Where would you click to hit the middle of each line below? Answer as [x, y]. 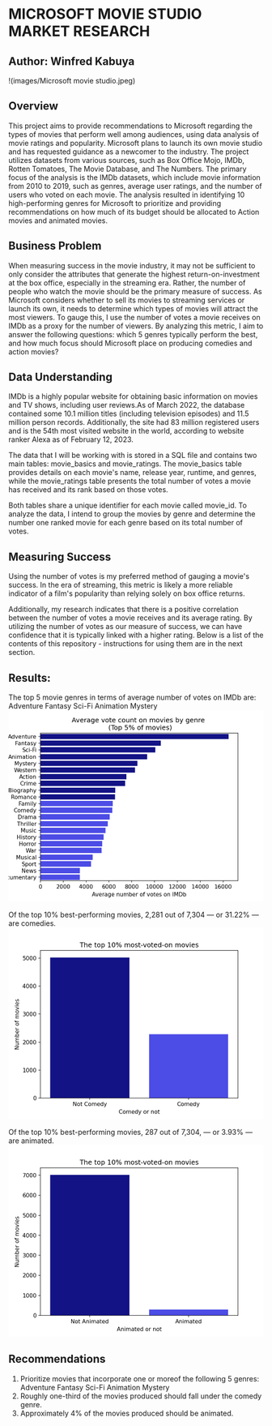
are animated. [31, 1141]
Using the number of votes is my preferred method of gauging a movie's [129, 576]
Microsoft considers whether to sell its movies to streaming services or [127, 300]
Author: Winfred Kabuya [72, 61]
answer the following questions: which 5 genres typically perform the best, [133, 334]
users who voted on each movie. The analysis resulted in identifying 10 [127, 195]
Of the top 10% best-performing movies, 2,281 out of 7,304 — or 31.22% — [134, 915]
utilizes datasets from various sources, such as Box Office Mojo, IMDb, [127, 160]
